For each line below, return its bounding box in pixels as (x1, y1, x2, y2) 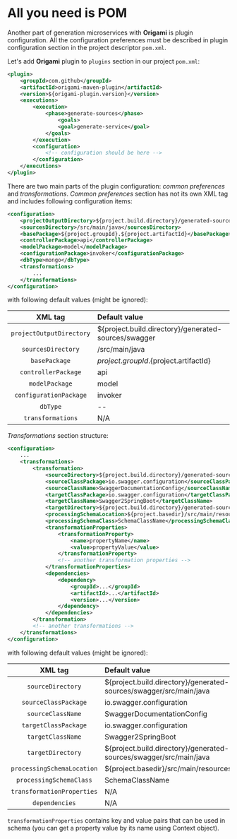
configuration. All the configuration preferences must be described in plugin (7, 35, 229, 44)
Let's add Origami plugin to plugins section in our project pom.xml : (7, 56, 200, 65)
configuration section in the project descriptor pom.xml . (7, 43, 167, 52)
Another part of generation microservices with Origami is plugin (7, 28, 194, 37)
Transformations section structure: (7, 432, 109, 440)
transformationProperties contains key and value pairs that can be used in (7, 816, 226, 824)
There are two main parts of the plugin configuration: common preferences (7, 182, 226, 190)
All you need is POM (7, 5, 128, 21)
